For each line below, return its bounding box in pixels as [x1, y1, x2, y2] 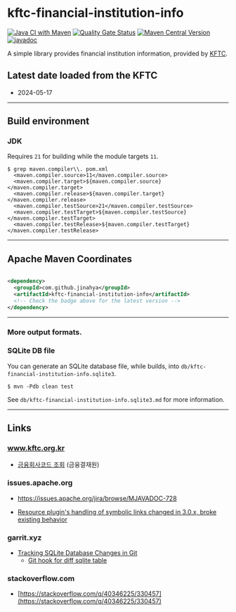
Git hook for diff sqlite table [27, 556, 107, 565]
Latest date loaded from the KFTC [7, 70, 158, 82]
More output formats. [7, 327, 82, 337]
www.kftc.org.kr [7, 443, 65, 453]
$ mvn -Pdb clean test [7, 383, 74, 390]
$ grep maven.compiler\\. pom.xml [7, 166, 109, 173]
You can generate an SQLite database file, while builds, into [7, 362, 180, 370]
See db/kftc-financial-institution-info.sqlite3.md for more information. [7, 395, 225, 403]
